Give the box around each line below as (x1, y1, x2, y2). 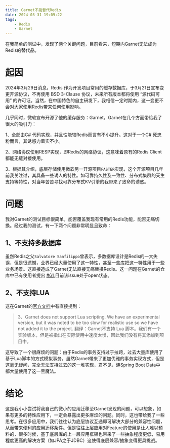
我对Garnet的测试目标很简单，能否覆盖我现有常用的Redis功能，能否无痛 (5, 216, 155, 222)
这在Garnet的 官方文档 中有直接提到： (5, 303, 82, 309)
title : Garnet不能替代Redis (5, 7, 62, 13)
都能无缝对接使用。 (5, 155, 46, 162)
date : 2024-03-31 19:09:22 (5, 12, 62, 17)
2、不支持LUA (5, 289, 50, 297)
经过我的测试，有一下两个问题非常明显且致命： (14, 222, 112, 229)
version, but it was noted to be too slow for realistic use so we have (17, 319, 158, 326)
